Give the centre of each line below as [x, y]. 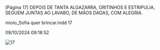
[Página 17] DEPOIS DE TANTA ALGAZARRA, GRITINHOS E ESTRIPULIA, [80, 7]
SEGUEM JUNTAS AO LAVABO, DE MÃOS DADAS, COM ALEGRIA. [74, 13]
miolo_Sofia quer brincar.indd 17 [39, 23]
